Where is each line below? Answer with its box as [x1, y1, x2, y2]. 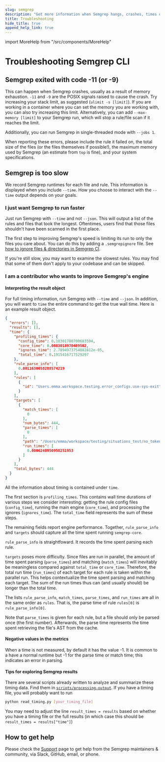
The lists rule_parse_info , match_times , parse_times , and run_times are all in [5, 594, 159, 600]
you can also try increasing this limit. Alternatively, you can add [5, 109, 133, 115]
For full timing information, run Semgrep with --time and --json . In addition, [5, 296, 158, 302]
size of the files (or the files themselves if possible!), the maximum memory [5, 144, 157, 150]
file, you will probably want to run [5, 690, 73, 696]
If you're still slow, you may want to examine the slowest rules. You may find [5, 256, 159, 262]
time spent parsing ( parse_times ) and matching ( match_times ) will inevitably [5, 559, 157, 565]
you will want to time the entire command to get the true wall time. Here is [5, 301, 155, 307]
